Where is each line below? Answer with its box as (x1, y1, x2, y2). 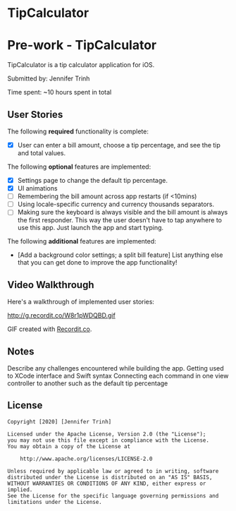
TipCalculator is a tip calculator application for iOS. (7, 61, 155, 69)
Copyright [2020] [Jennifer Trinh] (7, 418, 112, 425)
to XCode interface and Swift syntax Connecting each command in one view (7, 371, 229, 380)
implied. (7, 486, 33, 493)
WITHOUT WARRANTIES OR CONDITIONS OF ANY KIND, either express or (7, 480, 206, 487)
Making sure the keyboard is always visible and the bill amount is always (17, 208, 228, 217)
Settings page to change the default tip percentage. (17, 176, 168, 184)
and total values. (17, 149, 66, 157)
